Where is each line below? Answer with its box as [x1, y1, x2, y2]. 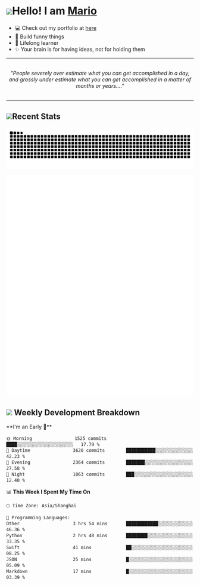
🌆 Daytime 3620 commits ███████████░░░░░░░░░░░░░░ [6, 448, 193, 454]
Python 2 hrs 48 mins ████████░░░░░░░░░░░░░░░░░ [6, 533, 193, 539]
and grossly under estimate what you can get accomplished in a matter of [8, 76, 192, 83]
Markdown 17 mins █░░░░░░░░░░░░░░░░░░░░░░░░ [6, 569, 193, 575]
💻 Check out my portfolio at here [14, 24, 97, 31]
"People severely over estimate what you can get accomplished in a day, [10, 69, 190, 76]
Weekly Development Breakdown [14, 408, 140, 418]
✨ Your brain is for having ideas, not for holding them [14, 45, 146, 53]
